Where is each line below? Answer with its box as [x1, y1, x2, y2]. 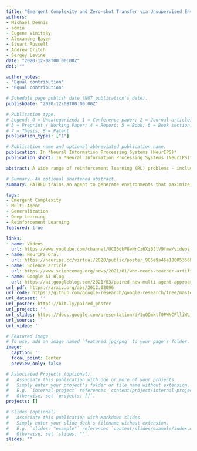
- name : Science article [6, 262, 67, 268]
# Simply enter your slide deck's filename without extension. [6, 420, 169, 426]
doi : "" [6, 63, 25, 69]
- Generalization [6, 208, 49, 214]
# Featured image [6, 333, 49, 339]
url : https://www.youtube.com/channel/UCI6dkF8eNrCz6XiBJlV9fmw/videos [11, 246, 191, 253]
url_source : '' [6, 317, 43, 323]
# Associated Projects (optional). [6, 371, 93, 377]
